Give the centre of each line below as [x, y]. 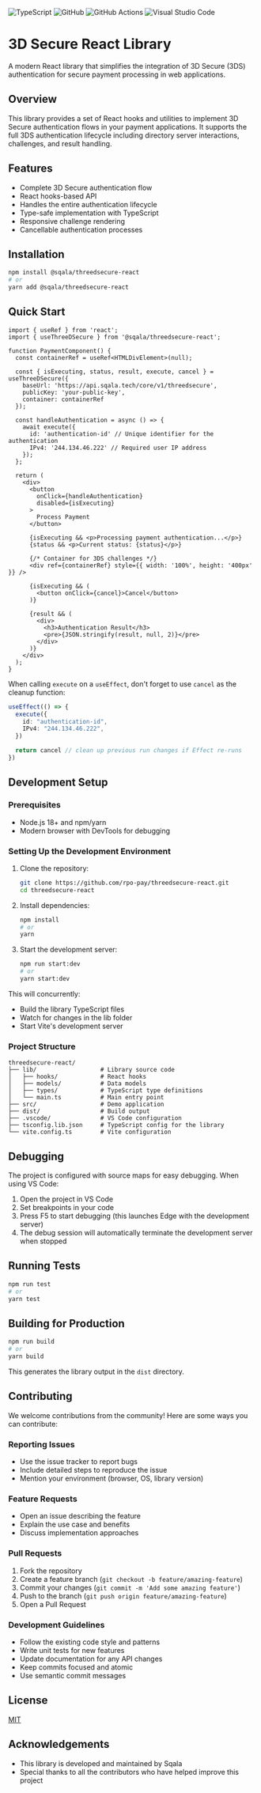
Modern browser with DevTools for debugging [95, 830]
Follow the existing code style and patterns [90, 1642]
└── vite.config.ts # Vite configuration [90, 1132]
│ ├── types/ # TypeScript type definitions [106, 1091]
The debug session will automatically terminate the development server [136, 1233]
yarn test [25, 1299]
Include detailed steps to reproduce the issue [93, 1470]
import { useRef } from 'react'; [63, 330]
